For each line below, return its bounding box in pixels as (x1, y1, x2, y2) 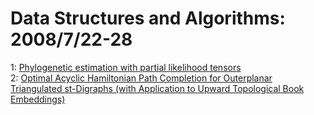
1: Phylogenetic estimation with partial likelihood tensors (10, 61, 242, 73)
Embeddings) (10, 93, 66, 105)
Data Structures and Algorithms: (10, 7, 286, 30)
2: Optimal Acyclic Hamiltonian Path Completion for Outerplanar (10, 72, 273, 84)
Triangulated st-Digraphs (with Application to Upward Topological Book (10, 82, 305, 94)
